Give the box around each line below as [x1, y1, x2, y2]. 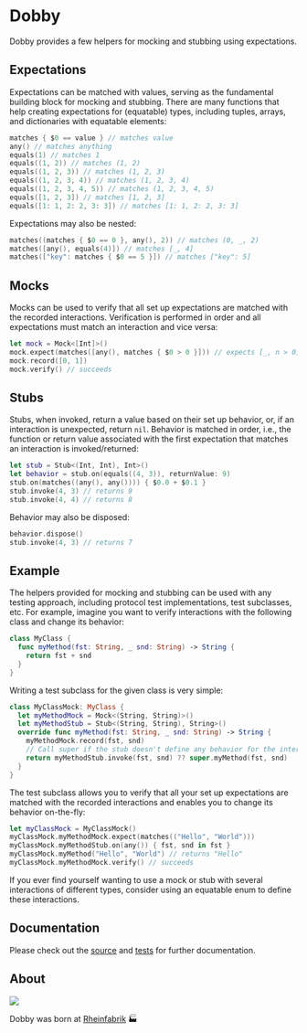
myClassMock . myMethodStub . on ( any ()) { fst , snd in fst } [9, 841, 231, 850]
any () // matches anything [9, 142, 112, 151]
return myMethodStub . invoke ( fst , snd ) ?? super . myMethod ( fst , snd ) [26, 753, 288, 762]
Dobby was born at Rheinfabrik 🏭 [9, 1013, 138, 1024]
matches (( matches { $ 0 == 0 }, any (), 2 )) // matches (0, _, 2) [9, 235, 259, 245]
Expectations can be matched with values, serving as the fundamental [9, 86, 274, 97]
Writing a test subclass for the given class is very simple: [9, 685, 224, 696]
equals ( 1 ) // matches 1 [9, 150, 101, 160]
